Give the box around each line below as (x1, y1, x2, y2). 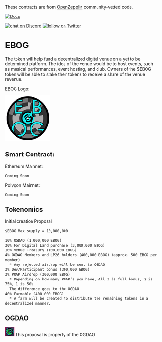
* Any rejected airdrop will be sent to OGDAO (9, 262, 105, 267)
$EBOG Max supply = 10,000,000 (5, 228, 68, 233)
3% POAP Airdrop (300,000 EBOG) (5, 272, 70, 277)
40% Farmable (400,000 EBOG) (5, 291, 64, 296)
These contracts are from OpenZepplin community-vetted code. (5, 4, 133, 10)
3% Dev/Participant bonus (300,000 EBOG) (5, 267, 90, 272)
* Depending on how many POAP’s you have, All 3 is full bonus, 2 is (9, 277, 153, 281)
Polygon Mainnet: (5, 182, 40, 188)
